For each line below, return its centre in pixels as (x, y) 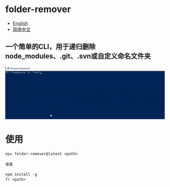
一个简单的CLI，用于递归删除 (51, 47)
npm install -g (21, 175)
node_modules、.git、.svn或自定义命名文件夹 (78, 56)
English (20, 23)
